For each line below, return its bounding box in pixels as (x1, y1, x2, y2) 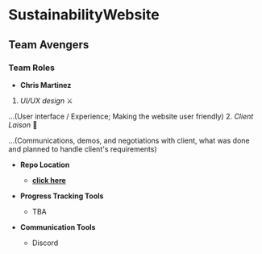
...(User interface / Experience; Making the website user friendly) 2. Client (8, 111, 254, 121)
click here (31, 175, 66, 185)
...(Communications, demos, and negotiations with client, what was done (8, 135, 250, 145)
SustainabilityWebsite (8, 6, 160, 24)
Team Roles (8, 62, 55, 73)
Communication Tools (19, 222, 96, 231)
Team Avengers (8, 38, 89, 52)
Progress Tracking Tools (19, 191, 104, 201)
